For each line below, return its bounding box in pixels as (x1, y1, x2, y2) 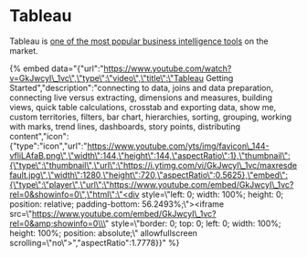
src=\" (9, 208, 33, 219)
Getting (205, 72, 234, 83)
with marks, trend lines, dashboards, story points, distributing (9, 120, 240, 132)
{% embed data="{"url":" (9, 63, 104, 74)
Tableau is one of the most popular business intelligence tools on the (9, 36, 269, 46)
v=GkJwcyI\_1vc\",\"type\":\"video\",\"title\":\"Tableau (9, 72, 204, 83)
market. (9, 45, 38, 56)
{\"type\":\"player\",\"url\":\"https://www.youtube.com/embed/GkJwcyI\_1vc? (9, 179, 294, 190)
